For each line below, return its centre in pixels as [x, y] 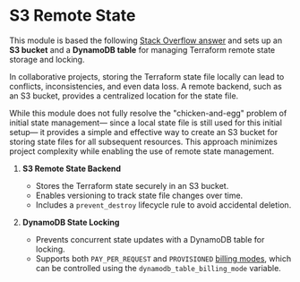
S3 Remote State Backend [72, 168]
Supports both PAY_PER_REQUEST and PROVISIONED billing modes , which [163, 258]
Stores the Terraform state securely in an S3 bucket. [132, 185]
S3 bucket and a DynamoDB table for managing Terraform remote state [142, 49]
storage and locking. [47, 59]
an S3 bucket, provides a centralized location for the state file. [124, 96]
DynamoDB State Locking [71, 222]
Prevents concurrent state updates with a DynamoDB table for [150, 239]
